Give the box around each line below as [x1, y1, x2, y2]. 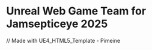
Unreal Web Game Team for [6, 4, 146, 18]
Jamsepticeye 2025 [6, 17, 108, 31]
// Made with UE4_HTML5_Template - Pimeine [6, 37, 121, 44]
